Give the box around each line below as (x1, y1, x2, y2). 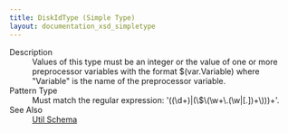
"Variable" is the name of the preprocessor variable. (32, 75, 226, 86)
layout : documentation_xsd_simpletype (9, 22, 156, 31)
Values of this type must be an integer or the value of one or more (32, 56, 278, 67)
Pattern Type (9, 85, 58, 96)
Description (9, 46, 53, 57)
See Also (9, 104, 43, 115)
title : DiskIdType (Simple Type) (9, 13, 136, 23)
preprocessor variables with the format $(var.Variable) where (32, 65, 260, 77)
